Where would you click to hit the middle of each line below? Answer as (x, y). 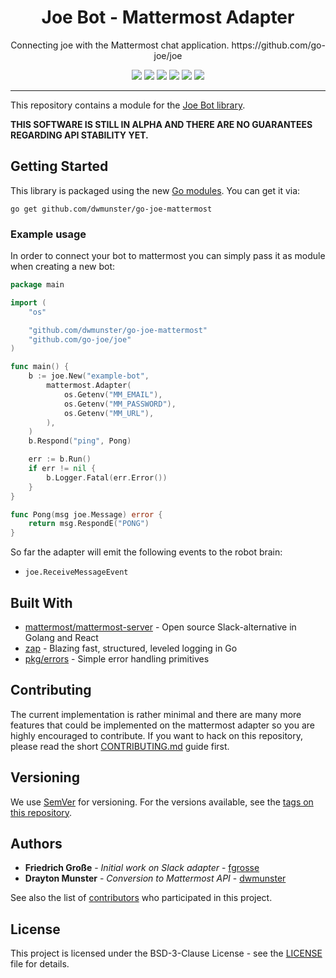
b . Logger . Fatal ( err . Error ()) (107, 477)
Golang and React (61, 637)
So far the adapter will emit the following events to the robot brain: (146, 552)
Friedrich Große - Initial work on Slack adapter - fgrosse (142, 868)
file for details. (40, 964)
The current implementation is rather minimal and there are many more (156, 714)
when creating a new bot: (63, 267)
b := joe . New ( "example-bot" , (89, 376)
